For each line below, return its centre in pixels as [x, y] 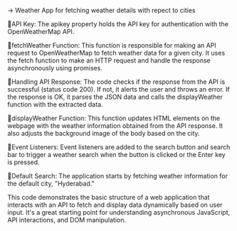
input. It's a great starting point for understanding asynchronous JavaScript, [119, 212]
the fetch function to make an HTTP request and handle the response [109, 60]
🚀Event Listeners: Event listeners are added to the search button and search [119, 147]
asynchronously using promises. [55, 68]
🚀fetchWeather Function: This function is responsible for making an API [112, 45]
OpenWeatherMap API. [41, 32]
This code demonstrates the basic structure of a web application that [109, 197]
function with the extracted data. [55, 104]
